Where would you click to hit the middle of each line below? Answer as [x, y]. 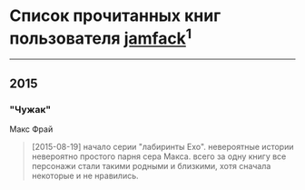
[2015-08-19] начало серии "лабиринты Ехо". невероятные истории [162, 146]
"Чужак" [30, 109]
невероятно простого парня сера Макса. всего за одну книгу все [159, 156]
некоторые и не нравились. [85, 175]
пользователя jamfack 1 [101, 37]
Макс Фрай [31, 129]
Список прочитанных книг [115, 16]
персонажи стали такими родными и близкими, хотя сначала [151, 165]
